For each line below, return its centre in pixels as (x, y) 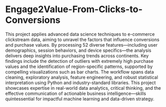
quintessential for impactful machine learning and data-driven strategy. (80, 99)
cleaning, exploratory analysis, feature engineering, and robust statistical (82, 77)
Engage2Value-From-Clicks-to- (74, 9)
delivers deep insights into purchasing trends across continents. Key (77, 56)
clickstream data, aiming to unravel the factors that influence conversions (82, 40)
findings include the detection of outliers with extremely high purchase (79, 61)
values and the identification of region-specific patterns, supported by (79, 66)
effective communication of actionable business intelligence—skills (76, 93)
